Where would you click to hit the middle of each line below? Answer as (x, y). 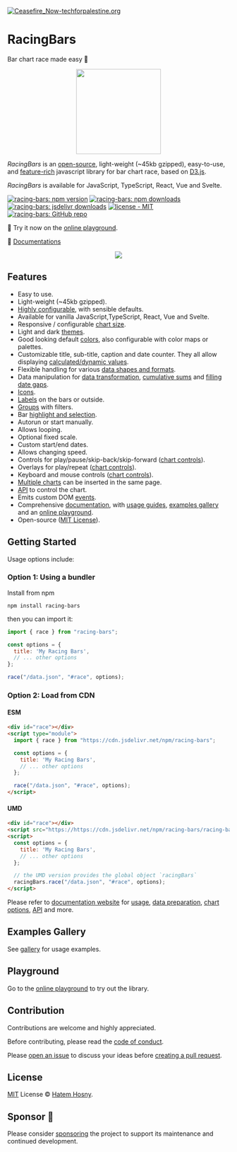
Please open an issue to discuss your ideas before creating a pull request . (115, 1055)
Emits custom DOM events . (57, 497)
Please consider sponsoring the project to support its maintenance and (110, 1134)
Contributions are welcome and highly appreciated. (82, 1027)
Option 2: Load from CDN (51, 695)
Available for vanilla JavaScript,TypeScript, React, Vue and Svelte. (113, 316)
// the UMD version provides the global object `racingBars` (105, 876)
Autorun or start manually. (55, 422)
